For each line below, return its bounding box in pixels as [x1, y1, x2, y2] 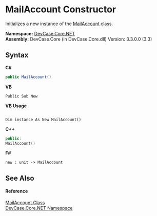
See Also [5, 173, 34, 183]
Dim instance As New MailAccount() [5, 117, 82, 122]
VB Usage [5, 103, 27, 109]
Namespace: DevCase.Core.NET [5, 30, 75, 36]
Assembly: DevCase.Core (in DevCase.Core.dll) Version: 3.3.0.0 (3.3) [5, 36, 152, 42]
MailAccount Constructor [5, 4, 116, 15]
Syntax [5, 51, 29, 60]
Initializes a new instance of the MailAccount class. [5, 21, 113, 27]
